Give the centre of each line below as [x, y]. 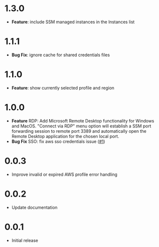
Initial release [25, 240]
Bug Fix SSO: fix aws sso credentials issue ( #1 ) [58, 141]
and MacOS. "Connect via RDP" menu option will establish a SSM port [81, 126]
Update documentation [34, 207]
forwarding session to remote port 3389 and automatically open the [79, 131]
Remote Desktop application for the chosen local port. [65, 136]
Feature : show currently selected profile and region [63, 88]
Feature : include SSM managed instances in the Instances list [73, 22]
